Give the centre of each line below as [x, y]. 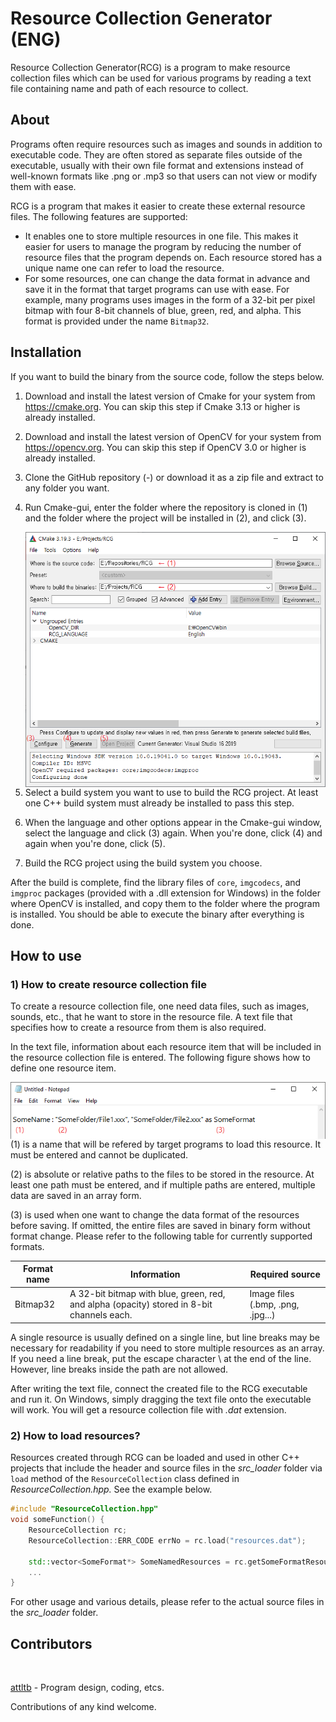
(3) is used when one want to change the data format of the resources [155, 1214]
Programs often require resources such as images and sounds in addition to [166, 144]
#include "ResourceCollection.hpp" [84, 1509]
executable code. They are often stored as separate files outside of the [156, 154]
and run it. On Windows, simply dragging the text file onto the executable [161, 1399]
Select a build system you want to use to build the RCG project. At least [171, 792]
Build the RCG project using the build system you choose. [143, 863]
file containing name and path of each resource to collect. [129, 88]
